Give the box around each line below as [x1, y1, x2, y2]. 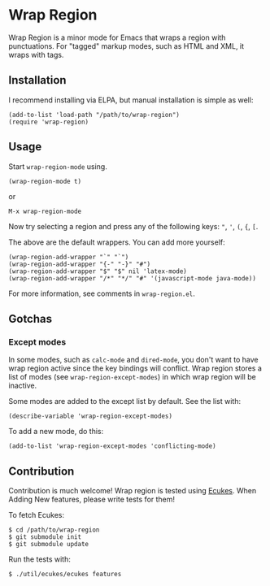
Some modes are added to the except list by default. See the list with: [8, 397, 242, 406]
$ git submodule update [8, 540, 89, 549]
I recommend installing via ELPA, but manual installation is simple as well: [8, 95, 254, 105]
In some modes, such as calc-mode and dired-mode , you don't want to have [8, 355, 259, 365]
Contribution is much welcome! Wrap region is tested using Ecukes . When [8, 486, 257, 496]
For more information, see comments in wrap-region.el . [8, 289, 195, 298]
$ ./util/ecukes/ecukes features [8, 571, 122, 579]
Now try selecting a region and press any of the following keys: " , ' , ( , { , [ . [8, 221, 259, 231]
